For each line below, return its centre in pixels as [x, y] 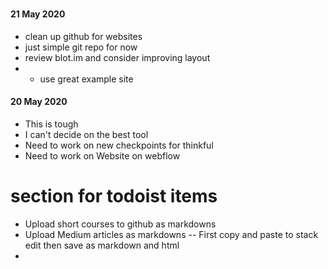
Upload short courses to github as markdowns [120, 224]
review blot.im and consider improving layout [117, 57]
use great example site [86, 79]
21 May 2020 [38, 14]
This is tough [51, 124]
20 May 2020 [39, 102]
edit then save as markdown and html [102, 245]
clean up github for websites [83, 36]
